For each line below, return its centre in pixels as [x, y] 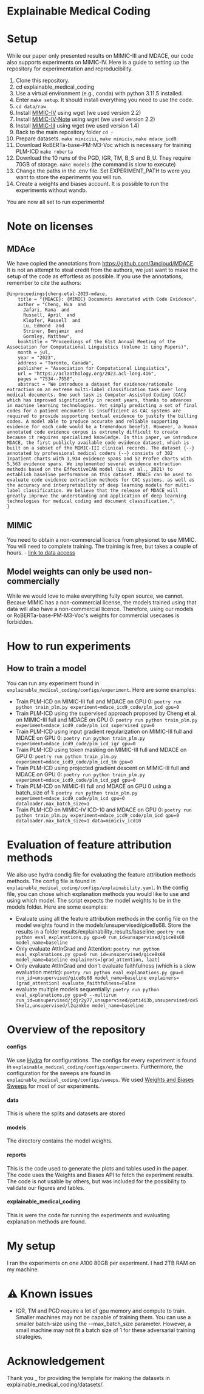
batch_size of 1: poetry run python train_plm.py [76, 792]
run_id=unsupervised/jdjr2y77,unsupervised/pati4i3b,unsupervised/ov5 [107, 1000]
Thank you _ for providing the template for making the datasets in [89, 1378]
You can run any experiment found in [53, 683]
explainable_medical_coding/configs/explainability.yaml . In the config [98, 887]
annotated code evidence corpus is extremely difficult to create [93, 432]
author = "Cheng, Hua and [52, 305]
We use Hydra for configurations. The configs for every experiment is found [102, 1061]
